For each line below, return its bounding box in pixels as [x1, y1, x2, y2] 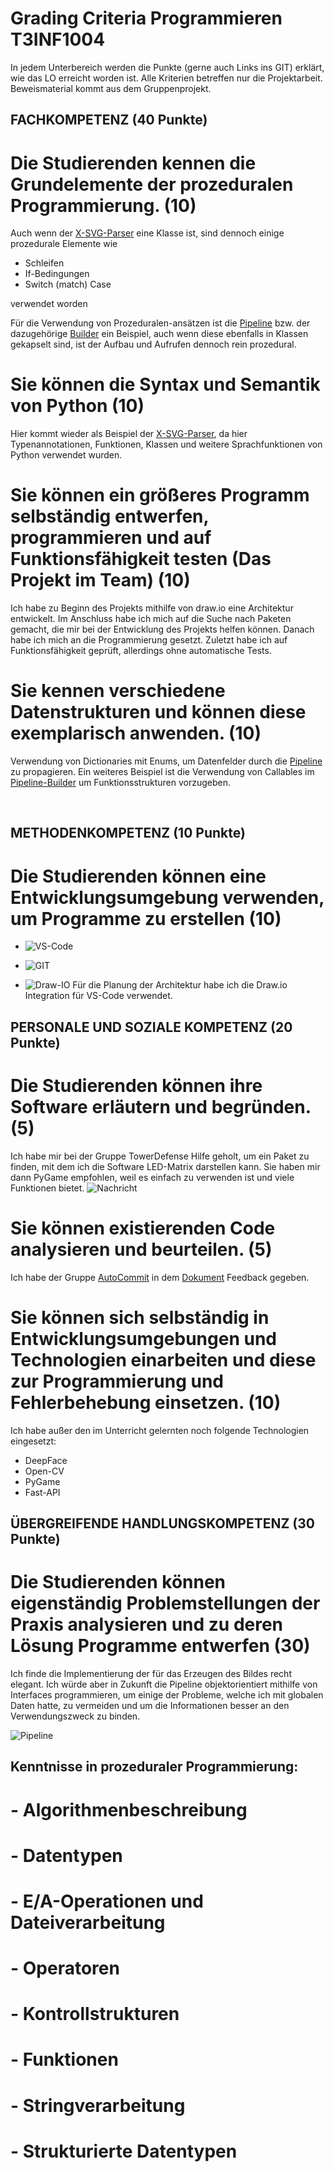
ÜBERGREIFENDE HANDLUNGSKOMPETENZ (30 [10, 1515, 315, 1532]
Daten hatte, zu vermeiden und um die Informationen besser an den [10, 1699, 290, 1711]
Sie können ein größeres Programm [10, 484, 310, 507]
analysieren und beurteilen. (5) [10, 1238, 273, 1261]
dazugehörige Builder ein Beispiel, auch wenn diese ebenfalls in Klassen [10, 328, 309, 340]
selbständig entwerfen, [10, 505, 210, 528]
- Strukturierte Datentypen [10, 2140, 238, 2162]
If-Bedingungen [24, 268, 90, 280]
